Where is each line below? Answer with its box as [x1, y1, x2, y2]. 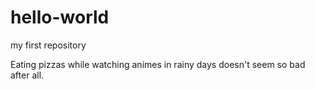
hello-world [10, 6, 110, 29]
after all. [10, 69, 45, 81]
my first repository [10, 39, 87, 51]
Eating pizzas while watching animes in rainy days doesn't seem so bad [10, 58, 306, 70]
